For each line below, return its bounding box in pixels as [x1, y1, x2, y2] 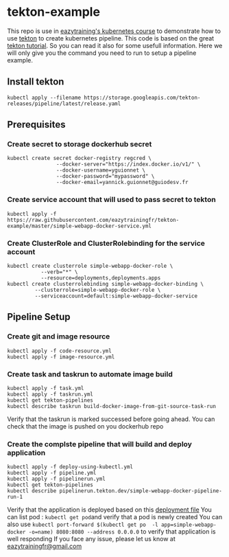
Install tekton [7, 76, 64, 88]
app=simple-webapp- [160, 521, 217, 529]
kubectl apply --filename [7, 94, 81, 101]
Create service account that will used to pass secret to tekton [7, 195, 216, 205]
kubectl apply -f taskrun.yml [7, 391, 94, 398]
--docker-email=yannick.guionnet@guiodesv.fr [56, 179, 189, 186]
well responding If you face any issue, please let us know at [7, 535, 176, 543]
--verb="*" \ [40, 269, 78, 275]
